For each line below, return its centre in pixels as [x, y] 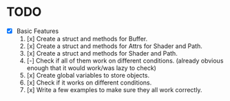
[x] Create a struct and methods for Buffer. [87, 39]
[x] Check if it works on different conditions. [89, 82]
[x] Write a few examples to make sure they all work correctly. [114, 90]
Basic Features [38, 31]
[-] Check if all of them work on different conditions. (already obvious [125, 60]
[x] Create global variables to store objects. [88, 75]
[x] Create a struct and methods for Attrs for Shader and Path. [114, 46]
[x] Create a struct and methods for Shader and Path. [102, 53]
